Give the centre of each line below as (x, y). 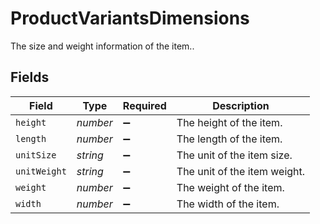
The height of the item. (229, 122)
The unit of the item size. (234, 155)
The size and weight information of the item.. (102, 46)
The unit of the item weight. (241, 171)
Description (241, 105)
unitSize (36, 155)
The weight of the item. (230, 187)
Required (144, 105)
